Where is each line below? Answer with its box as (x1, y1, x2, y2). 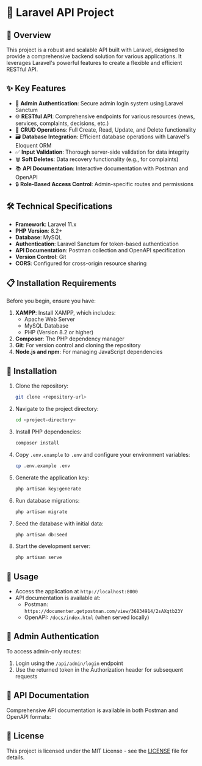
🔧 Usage (6, 571, 38, 582)
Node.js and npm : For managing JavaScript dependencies (15, 348, 163, 356)
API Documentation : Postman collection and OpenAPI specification (15, 246, 186, 253)
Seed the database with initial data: (15, 520, 104, 527)
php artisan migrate (15, 508, 68, 515)
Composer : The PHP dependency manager (15, 335, 124, 342)
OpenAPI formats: (6, 713, 51, 720)
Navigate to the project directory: (15, 405, 99, 413)
